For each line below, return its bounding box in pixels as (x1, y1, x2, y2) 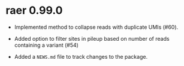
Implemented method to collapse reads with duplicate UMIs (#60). (14, 23, 179, 31)
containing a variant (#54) (14, 41, 79, 49)
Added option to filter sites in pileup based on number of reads (14, 35, 170, 42)
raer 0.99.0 (5, 4, 64, 17)
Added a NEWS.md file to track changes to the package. (14, 53, 148, 60)
